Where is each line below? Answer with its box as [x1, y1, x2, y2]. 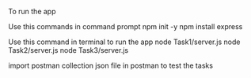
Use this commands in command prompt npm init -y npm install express [8, 22, 243, 31]
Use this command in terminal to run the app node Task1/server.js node [8, 37, 241, 46]
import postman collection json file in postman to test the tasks [8, 61, 214, 70]
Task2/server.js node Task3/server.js [8, 46, 129, 54]
